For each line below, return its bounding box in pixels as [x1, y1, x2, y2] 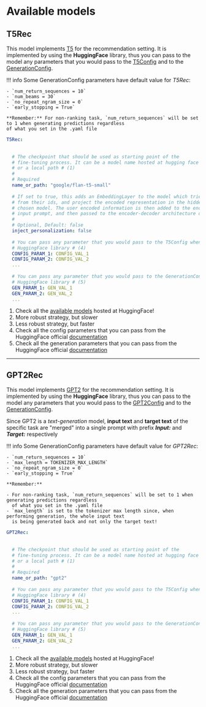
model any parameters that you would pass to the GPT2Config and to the [6, 399, 191, 407]
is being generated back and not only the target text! [12, 519, 158, 525]
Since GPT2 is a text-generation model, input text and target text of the [6, 418, 188, 425]
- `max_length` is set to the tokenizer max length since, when [6, 508, 174, 514]
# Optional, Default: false [12, 222, 84, 228]
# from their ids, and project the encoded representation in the [12, 199, 185, 205]
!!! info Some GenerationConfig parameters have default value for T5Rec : [6, 77, 191, 83]
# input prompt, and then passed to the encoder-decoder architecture [12, 210, 196, 217]
